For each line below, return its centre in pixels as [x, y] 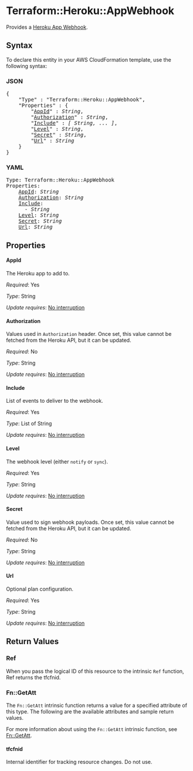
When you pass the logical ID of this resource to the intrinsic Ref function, [95, 671]
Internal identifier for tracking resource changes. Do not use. [79, 762]
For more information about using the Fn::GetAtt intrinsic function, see [92, 729]
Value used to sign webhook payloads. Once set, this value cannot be [90, 522]
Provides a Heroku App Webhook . [47, 27]
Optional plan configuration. [40, 589]
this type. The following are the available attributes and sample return [90, 711]
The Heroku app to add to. [38, 273]
